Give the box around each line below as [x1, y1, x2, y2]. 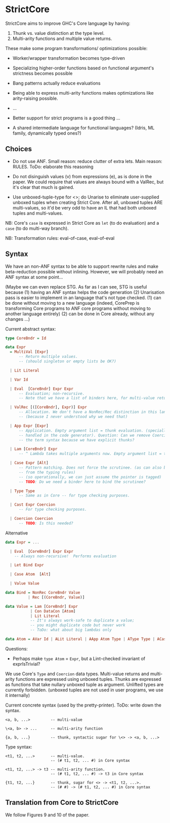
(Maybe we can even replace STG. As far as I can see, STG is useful [5, 283, 147, 290]
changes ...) [5, 316, 30, 322]
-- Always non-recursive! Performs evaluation [14, 553, 116, 559]
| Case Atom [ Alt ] [10, 572, 51, 577]
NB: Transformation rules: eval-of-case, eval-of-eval [5, 235, 115, 241]
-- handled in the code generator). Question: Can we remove [18, 433, 151, 438]
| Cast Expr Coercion [10, 502, 56, 507]
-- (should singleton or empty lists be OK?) [18, 359, 116, 364]
